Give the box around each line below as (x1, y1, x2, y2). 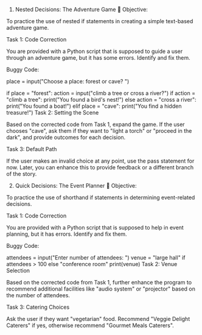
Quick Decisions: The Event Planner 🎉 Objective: (15, 182, 137, 189)
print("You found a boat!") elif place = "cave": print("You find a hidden (6, 102, 182, 110)
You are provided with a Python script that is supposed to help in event (6, 224, 184, 231)
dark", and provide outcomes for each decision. (6, 134, 126, 141)
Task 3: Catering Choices (6, 303, 70, 311)
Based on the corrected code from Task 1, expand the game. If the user (6, 121, 185, 128)
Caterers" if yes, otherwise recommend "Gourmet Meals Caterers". (6, 322, 175, 329)
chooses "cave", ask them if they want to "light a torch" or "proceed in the (6, 127, 192, 134)
